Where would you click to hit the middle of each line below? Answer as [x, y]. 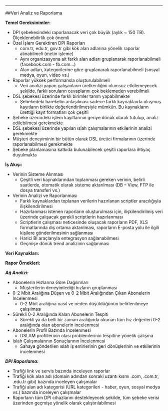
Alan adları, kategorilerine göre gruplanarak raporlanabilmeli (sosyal [90, 70]
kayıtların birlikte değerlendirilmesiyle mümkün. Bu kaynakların [84, 107]
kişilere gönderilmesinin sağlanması [56, 233]
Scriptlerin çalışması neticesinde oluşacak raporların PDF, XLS [84, 222]
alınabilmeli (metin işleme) [47, 54]
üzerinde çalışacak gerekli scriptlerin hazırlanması [71, 217]
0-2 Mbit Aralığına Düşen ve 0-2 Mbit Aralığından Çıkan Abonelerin [81, 293]
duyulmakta [24, 155]
